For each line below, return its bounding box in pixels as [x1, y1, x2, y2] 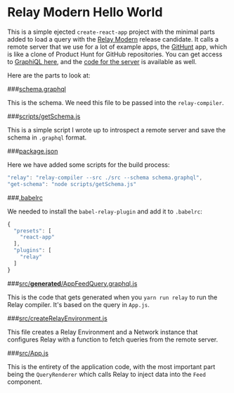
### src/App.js [7, 349, 49, 357]
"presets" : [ [13, 227, 52, 235]
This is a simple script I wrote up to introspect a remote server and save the [7, 125, 226, 134]
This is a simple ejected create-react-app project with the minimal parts [7, 27, 216, 36]
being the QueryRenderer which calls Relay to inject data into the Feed [7, 370, 206, 378]
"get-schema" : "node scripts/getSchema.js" [7, 180, 137, 187]
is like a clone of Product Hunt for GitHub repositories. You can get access [7, 50, 223, 58]
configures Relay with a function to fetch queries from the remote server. [7, 335, 219, 344]
